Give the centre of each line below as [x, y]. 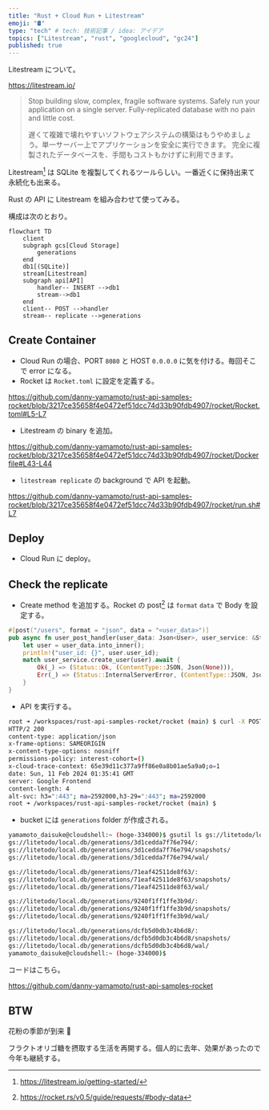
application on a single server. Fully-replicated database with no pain [141, 110]
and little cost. [51, 118]
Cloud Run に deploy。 [57, 559]
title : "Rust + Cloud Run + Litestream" [77, 16]
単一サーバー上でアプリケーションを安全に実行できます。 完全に [147, 144]
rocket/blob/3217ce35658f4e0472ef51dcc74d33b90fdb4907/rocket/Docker [134, 455]
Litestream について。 [44, 70]
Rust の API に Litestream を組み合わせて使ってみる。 [96, 199]
